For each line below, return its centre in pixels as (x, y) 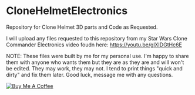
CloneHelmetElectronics (67, 11)
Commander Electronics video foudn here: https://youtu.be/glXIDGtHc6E (94, 45)
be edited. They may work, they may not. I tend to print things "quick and (95, 68)
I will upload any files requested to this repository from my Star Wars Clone (97, 38)
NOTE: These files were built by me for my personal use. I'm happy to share (97, 56)
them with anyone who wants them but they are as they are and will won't (95, 62)
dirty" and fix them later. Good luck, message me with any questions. (90, 74)
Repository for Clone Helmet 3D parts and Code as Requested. (82, 27)
